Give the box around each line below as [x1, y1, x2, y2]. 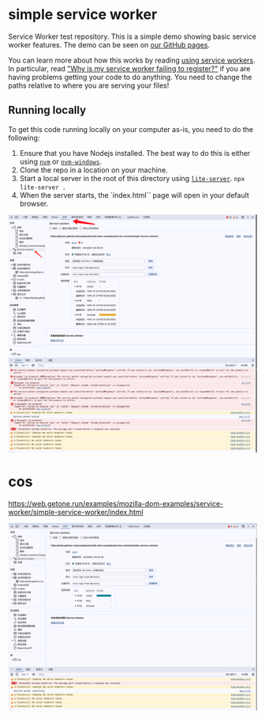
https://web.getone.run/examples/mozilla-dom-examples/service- [8, 498, 223, 508]
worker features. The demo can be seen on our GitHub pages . [8, 40, 211, 49]
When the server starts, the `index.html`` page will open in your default [19, 190, 250, 199]
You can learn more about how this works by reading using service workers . [8, 55, 256, 65]
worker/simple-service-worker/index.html [8, 507, 144, 517]
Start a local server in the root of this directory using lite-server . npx [19, 173, 245, 183]
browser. [19, 199, 49, 208]
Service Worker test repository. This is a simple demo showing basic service [8, 32, 256, 41]
